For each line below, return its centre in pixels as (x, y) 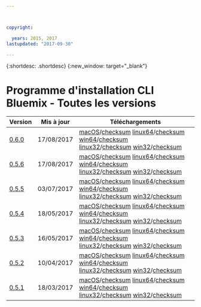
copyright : (20, 28)
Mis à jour (55, 122)
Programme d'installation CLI (80, 90)
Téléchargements (135, 122)
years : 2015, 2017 (35, 38)
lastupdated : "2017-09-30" (40, 44)
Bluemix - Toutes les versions (81, 103)
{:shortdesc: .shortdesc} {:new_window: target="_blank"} (77, 66)
